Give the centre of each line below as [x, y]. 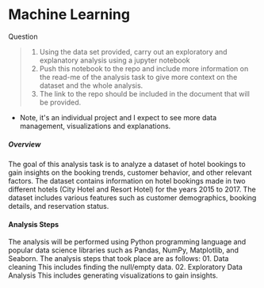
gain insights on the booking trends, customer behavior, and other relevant [130, 172]
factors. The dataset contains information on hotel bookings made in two [127, 180]
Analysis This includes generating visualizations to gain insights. [113, 275]
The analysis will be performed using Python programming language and [127, 242]
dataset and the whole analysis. [91, 85]
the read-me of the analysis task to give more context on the [138, 77]
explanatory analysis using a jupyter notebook [115, 60]
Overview [25, 144]
